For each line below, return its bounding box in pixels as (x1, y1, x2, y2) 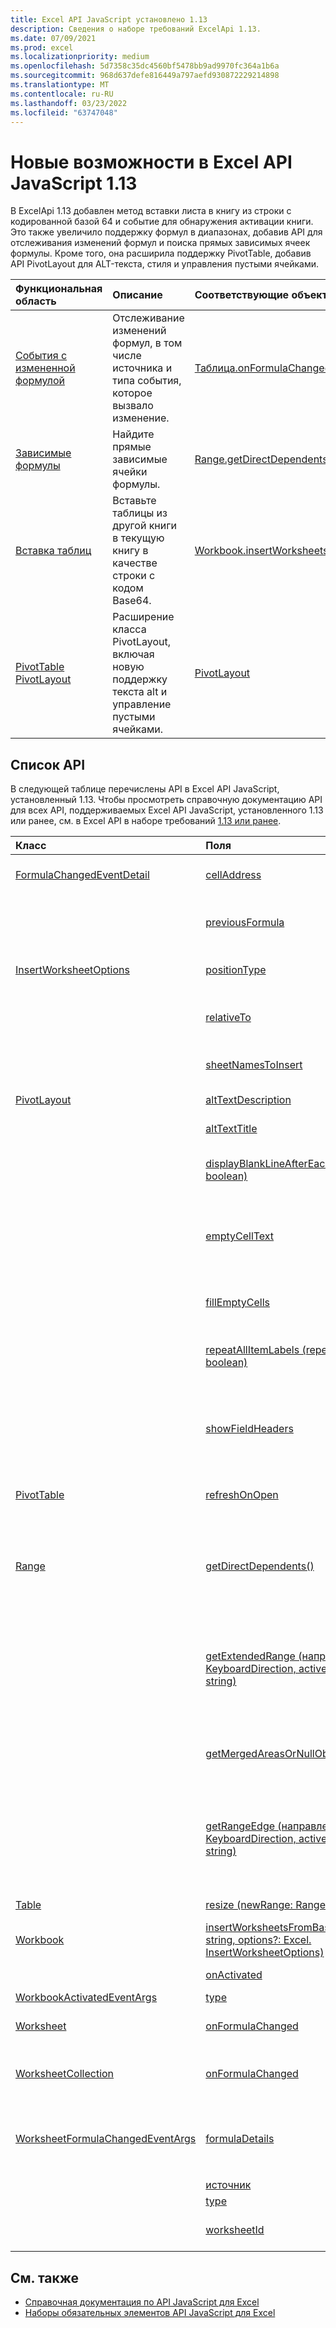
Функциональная (15, 282, 103, 296)
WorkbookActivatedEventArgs (15, 1991, 158, 2005)
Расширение (112, 610, 175, 624)
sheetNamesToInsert (205, 1058, 303, 1072)
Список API (10, 756, 86, 773)
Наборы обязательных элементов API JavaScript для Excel (24, 2306, 276, 2318)
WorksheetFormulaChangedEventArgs (15, 2132, 197, 2146)
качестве (112, 556, 158, 570)
